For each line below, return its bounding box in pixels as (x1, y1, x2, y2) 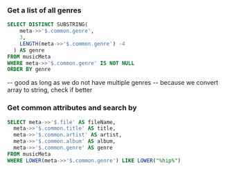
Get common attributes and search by (7, 103, 137, 112)
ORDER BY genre (7, 66, 51, 73)
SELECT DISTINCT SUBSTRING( (7, 21, 89, 28)
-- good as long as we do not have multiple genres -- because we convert (7, 79, 219, 87)
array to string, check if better (7, 85, 93, 94)
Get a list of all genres (7, 6, 82, 15)
